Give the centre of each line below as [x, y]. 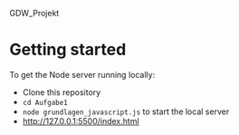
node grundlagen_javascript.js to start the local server [126, 111]
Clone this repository [62, 92]
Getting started [68, 50]
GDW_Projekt [34, 13]
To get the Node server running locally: [82, 74]
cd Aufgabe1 [45, 102]
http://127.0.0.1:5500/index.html [81, 121]
